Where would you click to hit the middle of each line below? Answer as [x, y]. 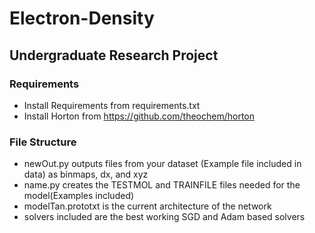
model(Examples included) [79, 196]
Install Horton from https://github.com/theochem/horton [139, 116]
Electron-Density [82, 18]
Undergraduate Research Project [114, 55]
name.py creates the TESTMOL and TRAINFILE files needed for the [162, 185]
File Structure [43, 142]
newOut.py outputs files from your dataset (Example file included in [162, 164]
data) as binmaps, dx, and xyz [86, 174]
